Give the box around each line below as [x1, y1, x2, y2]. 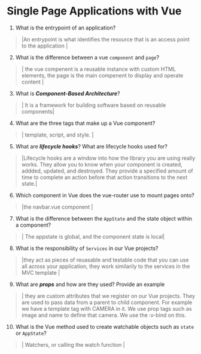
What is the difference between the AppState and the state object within [15, 215, 192, 222]
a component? [15, 221, 51, 228]
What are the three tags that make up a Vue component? [15, 119, 156, 127]
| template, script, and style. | [21, 131, 94, 138]
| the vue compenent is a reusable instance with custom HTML [21, 65, 176, 73]
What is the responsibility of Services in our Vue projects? [15, 245, 159, 252]
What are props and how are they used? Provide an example [15, 281, 165, 288]
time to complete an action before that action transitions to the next [21, 173, 188, 181]
